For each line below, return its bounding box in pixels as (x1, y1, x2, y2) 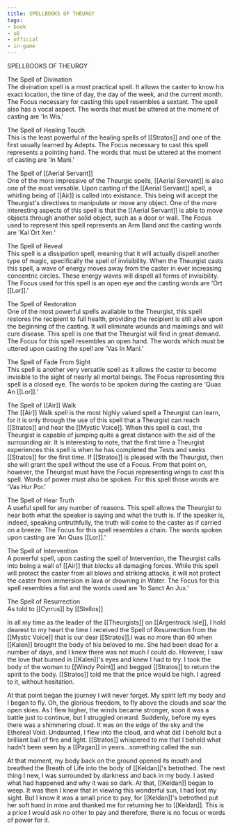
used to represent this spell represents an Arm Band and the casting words (7, 221, 222, 229)
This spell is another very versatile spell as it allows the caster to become (7, 366, 217, 373)
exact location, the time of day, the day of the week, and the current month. (7, 90, 224, 98)
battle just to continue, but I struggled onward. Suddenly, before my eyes (7, 713, 216, 721)
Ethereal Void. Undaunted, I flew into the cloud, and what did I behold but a (7, 728, 223, 736)
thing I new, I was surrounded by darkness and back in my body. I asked (7, 772, 214, 779)
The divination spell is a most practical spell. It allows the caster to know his (7, 83, 225, 91)
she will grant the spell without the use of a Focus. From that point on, (7, 461, 207, 468)
